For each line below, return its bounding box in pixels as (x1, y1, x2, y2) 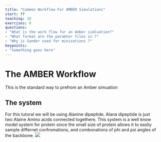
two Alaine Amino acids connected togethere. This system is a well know (5, 117, 151, 123)
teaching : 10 (5, 16, 32, 21)
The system (5, 98, 42, 107)
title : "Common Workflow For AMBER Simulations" (5, 7, 106, 12)
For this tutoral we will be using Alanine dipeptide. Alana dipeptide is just (5, 111, 150, 117)
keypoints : (5, 43, 27, 48)
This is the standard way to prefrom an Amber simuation (5, 84, 118, 90)
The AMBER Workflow (5, 68, 96, 79)
